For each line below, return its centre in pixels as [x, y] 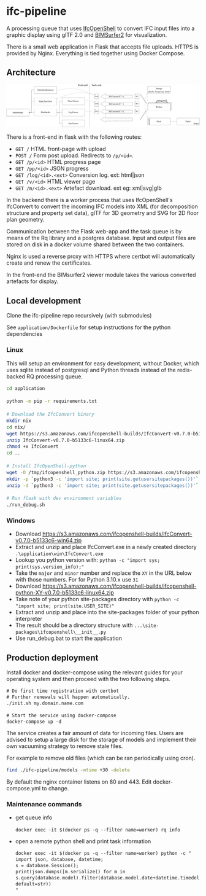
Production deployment [52, 657]
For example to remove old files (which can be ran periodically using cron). [101, 758]
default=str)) [33, 884]
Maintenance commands [44, 804]
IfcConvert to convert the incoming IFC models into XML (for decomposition [102, 206]
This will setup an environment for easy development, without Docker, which [103, 363]
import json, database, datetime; [59, 860]
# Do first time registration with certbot [63, 691]
